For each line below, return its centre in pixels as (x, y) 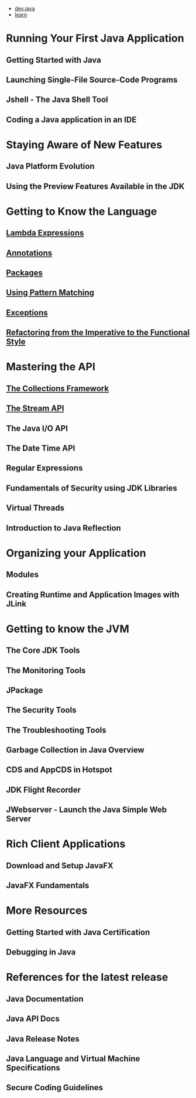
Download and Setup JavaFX (60, 866)
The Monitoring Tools (46, 670)
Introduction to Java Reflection (63, 528)
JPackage (25, 690)
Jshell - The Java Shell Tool (57, 100)
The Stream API (35, 409)
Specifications (33, 1068)
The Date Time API (41, 448)
